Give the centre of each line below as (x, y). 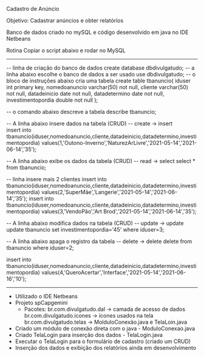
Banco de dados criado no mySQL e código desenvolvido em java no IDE (97, 32)
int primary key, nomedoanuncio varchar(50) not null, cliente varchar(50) (97, 87)
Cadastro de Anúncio (33, 9)
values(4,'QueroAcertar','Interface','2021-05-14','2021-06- (114, 272)
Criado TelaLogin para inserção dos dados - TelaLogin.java (89, 335)
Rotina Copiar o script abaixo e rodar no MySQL (66, 50)
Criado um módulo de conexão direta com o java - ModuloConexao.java (105, 329)
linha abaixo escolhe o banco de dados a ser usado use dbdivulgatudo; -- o (101, 74)
